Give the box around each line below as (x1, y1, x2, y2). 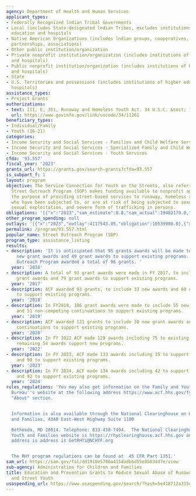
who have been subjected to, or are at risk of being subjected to (11, 199, 179, 205)
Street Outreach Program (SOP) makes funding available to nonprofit (11, 188, 184, 194)
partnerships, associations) (11, 42, 82, 47)
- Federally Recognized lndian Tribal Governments (6, 19, 132, 25)
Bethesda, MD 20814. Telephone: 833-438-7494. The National (11, 427, 163, 433)
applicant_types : (6, 14, 48, 20)
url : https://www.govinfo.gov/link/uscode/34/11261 (11, 112, 140, 118)
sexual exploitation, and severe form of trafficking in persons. (11, 204, 176, 211)
